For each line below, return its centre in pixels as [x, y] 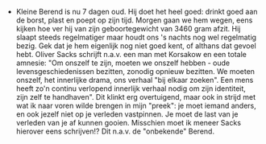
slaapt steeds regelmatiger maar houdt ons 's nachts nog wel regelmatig [136, 37]
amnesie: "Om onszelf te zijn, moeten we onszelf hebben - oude [123, 63]
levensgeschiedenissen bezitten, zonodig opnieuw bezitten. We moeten [135, 71]
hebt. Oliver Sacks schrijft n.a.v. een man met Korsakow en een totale [131, 54]
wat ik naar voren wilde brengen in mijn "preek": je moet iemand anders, [136, 105]
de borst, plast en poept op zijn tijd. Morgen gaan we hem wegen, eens [134, 20]
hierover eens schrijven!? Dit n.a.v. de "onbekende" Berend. [115, 131]
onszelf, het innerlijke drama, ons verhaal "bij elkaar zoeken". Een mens [135, 80]
